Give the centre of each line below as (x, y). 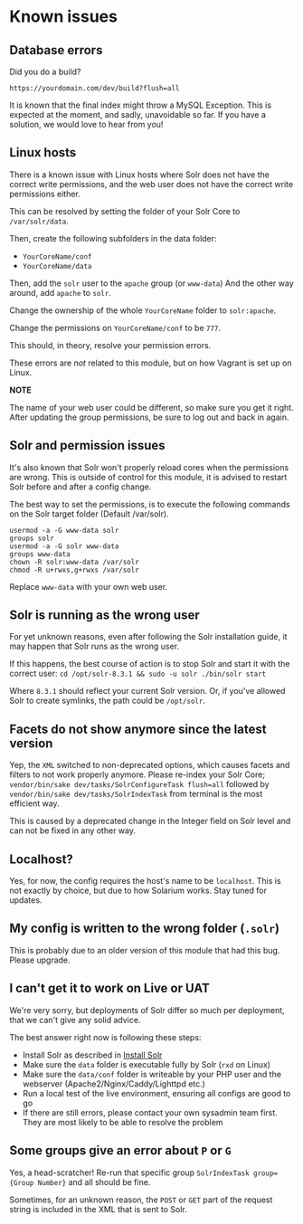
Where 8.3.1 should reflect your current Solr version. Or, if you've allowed (147, 691)
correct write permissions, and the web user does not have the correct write (151, 184)
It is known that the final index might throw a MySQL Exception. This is (141, 105)
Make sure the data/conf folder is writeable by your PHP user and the (152, 1074)
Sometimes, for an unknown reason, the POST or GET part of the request (141, 1200)
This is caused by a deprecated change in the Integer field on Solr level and (150, 821)
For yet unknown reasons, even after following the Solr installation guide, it (148, 637)
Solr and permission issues (87, 446)
